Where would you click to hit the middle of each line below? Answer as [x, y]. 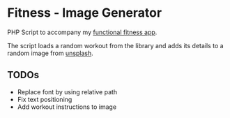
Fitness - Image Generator [85, 13]
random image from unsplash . [51, 53]
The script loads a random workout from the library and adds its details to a [116, 45]
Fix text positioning [45, 99]
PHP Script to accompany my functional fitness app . [82, 32]
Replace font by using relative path [67, 91]
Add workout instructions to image [67, 107]
